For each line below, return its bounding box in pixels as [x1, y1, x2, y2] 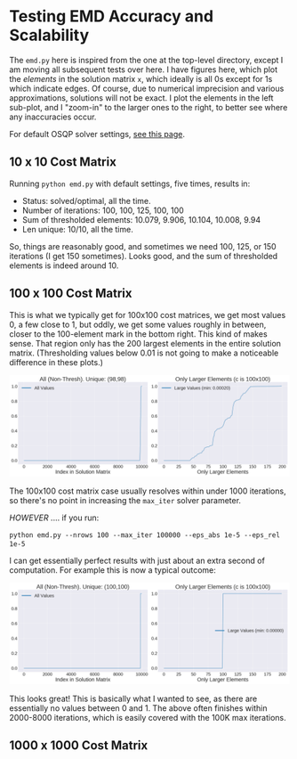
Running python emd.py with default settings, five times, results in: [9, 178, 251, 189]
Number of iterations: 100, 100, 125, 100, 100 [21, 205, 184, 216]
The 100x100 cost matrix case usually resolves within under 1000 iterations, [9, 486, 286, 496]
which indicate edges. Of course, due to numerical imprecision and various [9, 83, 285, 94]
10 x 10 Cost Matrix [9, 154, 117, 170]
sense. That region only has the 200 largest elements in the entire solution [9, 338, 282, 348]
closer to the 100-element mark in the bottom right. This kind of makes [9, 328, 269, 339]
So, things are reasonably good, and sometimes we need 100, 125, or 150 [9, 241, 277, 251]
